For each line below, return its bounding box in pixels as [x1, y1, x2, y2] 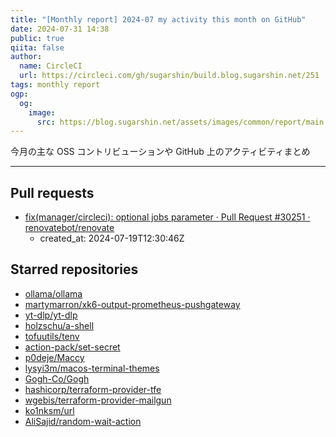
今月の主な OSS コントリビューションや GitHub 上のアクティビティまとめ [10, 146, 311, 158]
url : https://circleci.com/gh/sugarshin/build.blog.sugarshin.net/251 [19, 71, 320, 81]
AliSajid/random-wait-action [24, 415, 142, 427]
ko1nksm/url [24, 404, 75, 416]
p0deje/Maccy [24, 351, 85, 363]
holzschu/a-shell [24, 319, 95, 331]
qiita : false [10, 42, 65, 53]
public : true [10, 33, 65, 43]
